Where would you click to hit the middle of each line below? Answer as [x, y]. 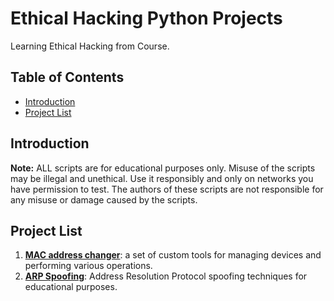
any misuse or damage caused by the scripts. [104, 199]
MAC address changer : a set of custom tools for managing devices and [173, 255]
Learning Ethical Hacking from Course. [90, 46]
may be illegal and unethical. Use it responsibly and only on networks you [162, 178]
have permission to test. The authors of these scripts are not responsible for [167, 189]
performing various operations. [88, 266]
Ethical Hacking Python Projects [146, 18]
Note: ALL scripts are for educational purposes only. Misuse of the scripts [163, 168]
